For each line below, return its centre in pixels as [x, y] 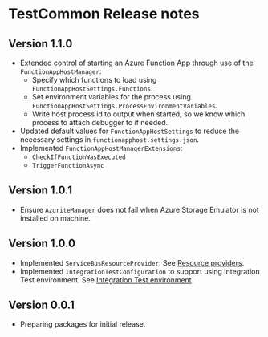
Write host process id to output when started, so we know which [138, 114]
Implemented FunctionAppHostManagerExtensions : [101, 148]
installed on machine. [55, 218]
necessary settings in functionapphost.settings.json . [109, 140]
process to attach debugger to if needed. [100, 122]
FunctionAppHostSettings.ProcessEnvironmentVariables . [125, 106]
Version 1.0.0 [42, 244]
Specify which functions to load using [94, 80]
